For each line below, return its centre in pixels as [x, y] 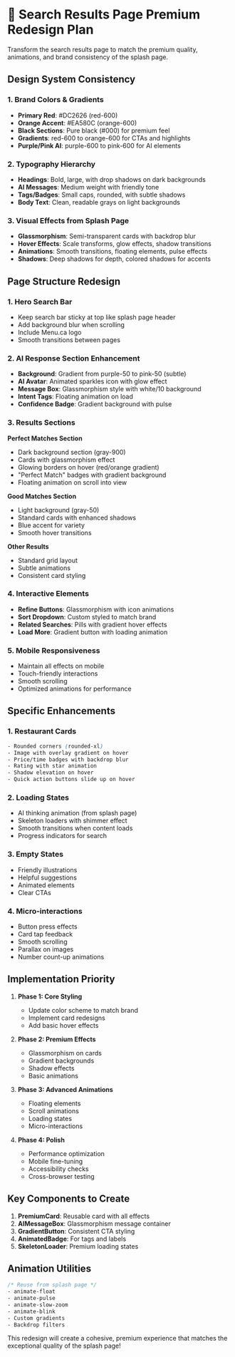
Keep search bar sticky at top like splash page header [96, 317]
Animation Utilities [49, 1268]
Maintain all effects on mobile [61, 666]
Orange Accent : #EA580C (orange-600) [77, 123]
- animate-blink [31, 1311]
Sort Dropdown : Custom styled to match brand [87, 616]
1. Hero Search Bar [40, 301]
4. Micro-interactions [45, 911]
